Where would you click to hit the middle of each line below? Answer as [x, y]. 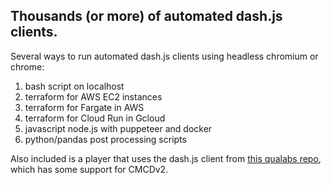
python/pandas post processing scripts [105, 139]
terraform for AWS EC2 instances [93, 96]
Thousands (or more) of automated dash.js [146, 16]
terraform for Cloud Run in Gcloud [95, 118]
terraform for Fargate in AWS [84, 107]
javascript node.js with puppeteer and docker [118, 128]
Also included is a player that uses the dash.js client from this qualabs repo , [166, 158]
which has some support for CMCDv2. [89, 169]
